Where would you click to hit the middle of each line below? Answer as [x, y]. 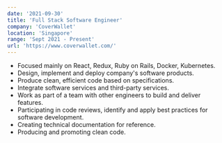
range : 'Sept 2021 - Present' [51, 40]
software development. [50, 117]
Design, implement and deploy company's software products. [106, 73]
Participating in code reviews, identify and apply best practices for [112, 110]
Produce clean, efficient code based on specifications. [96, 80]
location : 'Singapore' [40, 33]
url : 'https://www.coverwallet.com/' [62, 46]
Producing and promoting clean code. [72, 132]
